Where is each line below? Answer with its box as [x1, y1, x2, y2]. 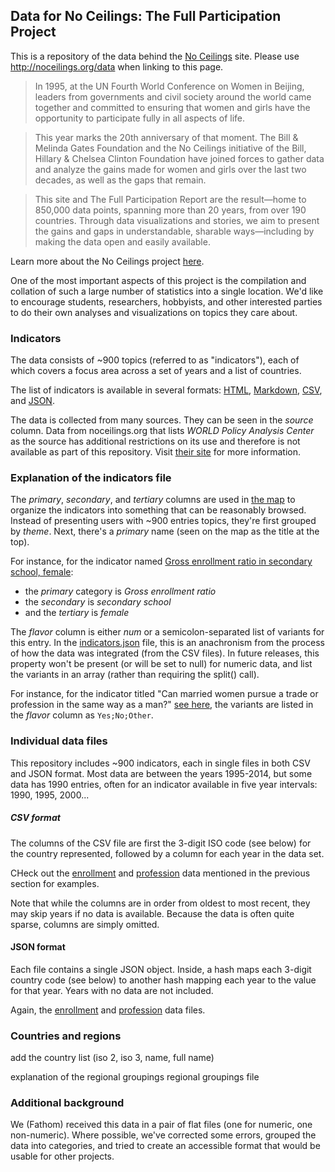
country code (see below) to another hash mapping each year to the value [10, 974, 317, 986]
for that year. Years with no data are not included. [10, 984, 214, 996]
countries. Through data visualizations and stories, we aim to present [34, 214, 320, 226]
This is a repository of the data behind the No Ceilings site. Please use [10, 50, 300, 62]
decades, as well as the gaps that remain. [34, 174, 207, 186]
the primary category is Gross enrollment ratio [24, 585, 217, 598]
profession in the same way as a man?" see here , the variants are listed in [10, 699, 314, 711]
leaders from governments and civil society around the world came [34, 90, 312, 103]
